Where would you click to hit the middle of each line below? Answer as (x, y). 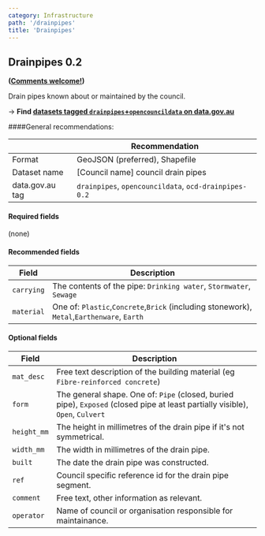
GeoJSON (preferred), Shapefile (136, 160)
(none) (19, 234)
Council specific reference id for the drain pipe (142, 475)
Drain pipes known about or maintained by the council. (97, 96)
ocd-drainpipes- (216, 187)
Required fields (34, 216)
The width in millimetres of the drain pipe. (133, 449)
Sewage (65, 295)
